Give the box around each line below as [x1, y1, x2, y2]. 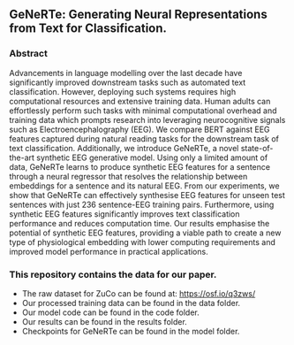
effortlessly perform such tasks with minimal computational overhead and [9, 105, 277, 116]
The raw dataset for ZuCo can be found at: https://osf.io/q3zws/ [21, 287, 256, 299]
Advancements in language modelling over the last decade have [9, 67, 243, 78]
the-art [9, 152, 35, 163]
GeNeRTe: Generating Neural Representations [9, 7, 268, 22]
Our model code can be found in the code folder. [21, 307, 200, 318]
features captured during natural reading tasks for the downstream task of [9, 133, 280, 144]
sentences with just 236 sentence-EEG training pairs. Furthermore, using [9, 199, 275, 210]
